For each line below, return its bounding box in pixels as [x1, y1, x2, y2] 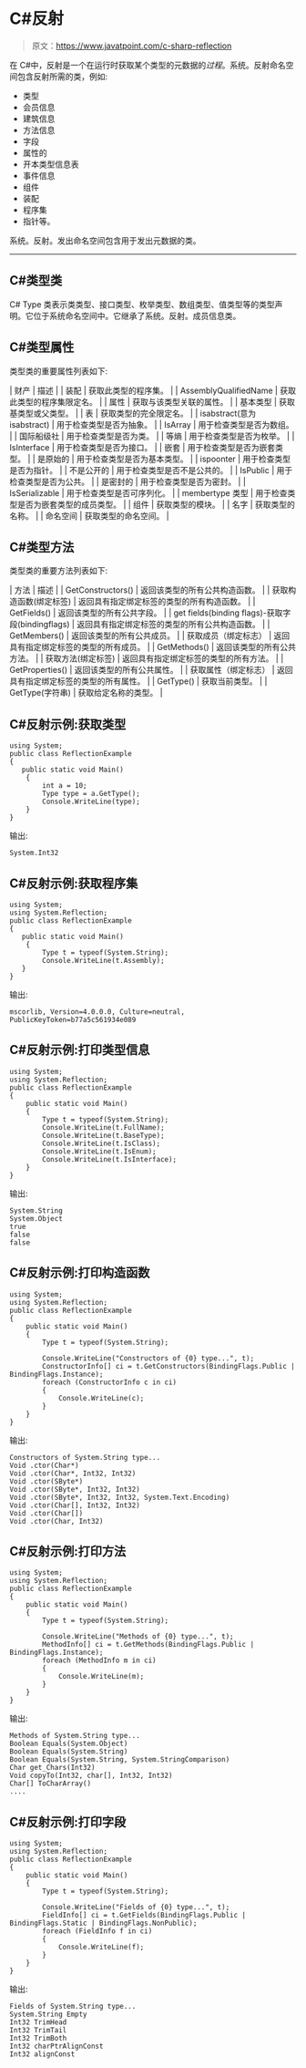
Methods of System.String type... [9, 1732, 141, 1741]
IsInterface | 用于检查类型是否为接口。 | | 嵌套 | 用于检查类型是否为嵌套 [9, 441, 276, 452]
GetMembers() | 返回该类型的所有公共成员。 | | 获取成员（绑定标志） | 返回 [9, 630, 291, 641]
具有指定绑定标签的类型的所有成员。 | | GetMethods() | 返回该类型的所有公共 [9, 642, 297, 653]
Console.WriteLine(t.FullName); [42, 1122, 166, 1132]
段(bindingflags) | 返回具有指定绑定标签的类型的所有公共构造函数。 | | [9, 619, 270, 630]
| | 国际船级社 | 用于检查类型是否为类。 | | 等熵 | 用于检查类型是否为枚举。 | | [9, 430, 295, 441]
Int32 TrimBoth [9, 2034, 67, 2043]
